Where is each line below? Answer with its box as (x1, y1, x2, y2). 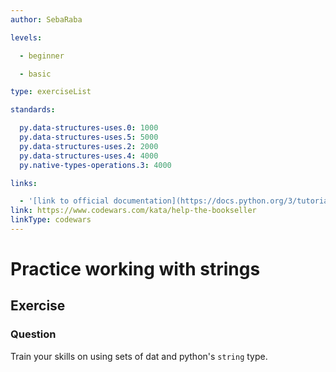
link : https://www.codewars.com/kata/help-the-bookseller (10, 206, 257, 216)
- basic (19, 69, 52, 79)
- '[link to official (19, 196, 110, 206)
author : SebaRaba (10, 14, 83, 25)
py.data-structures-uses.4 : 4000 (19, 151, 159, 161)
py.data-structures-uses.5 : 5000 (19, 132, 159, 142)
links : (10, 178, 38, 188)
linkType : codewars (10, 215, 92, 225)
